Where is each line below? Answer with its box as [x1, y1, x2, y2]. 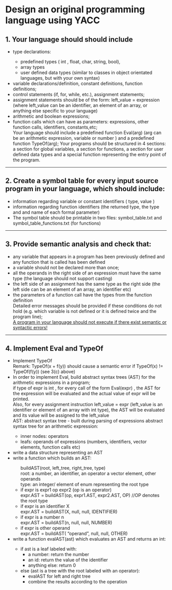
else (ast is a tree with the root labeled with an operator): [20, 568, 140, 574]
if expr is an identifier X [20, 503, 70, 509]
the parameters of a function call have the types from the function [12, 291, 152, 298]
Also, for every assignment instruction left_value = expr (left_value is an [12, 401, 163, 408]
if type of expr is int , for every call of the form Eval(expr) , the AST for [12, 385, 161, 391]
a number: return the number [28, 551, 90, 558]
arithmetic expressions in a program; [12, 379, 91, 386]
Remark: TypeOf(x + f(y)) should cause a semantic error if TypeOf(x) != [12, 363, 164, 370]
